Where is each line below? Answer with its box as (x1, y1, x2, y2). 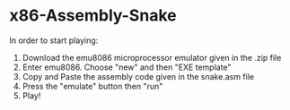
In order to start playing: (9, 35, 99, 46)
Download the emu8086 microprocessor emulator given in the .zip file (22, 52, 282, 63)
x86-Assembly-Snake (9, 5, 177, 26)
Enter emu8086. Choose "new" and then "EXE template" (22, 62, 232, 72)
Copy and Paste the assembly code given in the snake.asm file (22, 71, 254, 81)
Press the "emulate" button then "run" (22, 80, 163, 91)
